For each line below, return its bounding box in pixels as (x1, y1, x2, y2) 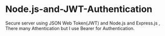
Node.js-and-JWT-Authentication (5, 3, 153, 15)
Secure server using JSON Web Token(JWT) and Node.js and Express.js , (5, 20, 160, 26)
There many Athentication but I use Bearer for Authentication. (5, 25, 135, 31)
